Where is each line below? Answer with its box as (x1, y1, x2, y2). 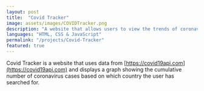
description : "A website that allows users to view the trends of (6, 25, 178, 32)
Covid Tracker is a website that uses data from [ (6, 59, 126, 67)
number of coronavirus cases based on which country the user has (6, 72, 174, 79)
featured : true (6, 43, 45, 49)
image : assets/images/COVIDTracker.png (6, 20, 107, 26)
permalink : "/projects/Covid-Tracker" (6, 37, 104, 43)
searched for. (6, 78, 40, 86)
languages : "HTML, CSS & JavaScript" (6, 32, 102, 38)
